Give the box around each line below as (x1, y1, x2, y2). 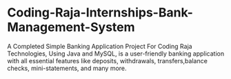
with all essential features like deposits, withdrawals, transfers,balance (7, 56, 208, 65)
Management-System (7, 19, 136, 35)
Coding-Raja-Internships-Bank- (7, 5, 193, 21)
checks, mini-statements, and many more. (7, 64, 127, 72)
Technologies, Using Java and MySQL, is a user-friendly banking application (7, 49, 225, 58)
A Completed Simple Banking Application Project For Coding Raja (7, 42, 192, 50)
